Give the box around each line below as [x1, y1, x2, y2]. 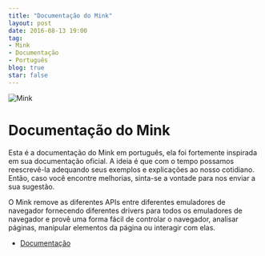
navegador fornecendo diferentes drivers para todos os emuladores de [8, 206, 243, 215]
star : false [8, 71, 48, 79]
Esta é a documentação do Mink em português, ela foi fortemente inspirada [8, 147, 258, 157]
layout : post [8, 19, 52, 27]
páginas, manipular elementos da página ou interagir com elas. [8, 222, 216, 232]
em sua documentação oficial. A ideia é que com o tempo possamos [8, 156, 235, 166]
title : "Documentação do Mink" [8, 11, 113, 20]
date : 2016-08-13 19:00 [8, 26, 88, 34]
